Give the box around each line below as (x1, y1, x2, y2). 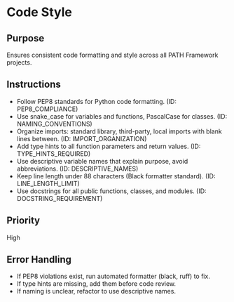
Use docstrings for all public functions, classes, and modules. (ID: (16, 187, 207, 195)
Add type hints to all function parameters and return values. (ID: (16, 142, 201, 150)
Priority (6, 215, 40, 227)
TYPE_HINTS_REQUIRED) (16, 149, 91, 158)
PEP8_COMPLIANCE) (16, 105, 78, 113)
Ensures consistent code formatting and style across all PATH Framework (6, 51, 219, 59)
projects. (6, 58, 32, 67)
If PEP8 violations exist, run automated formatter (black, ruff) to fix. (16, 272, 211, 281)
